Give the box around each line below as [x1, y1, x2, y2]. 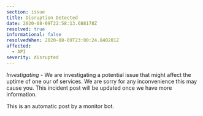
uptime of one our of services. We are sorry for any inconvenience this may [6, 78, 197, 85]
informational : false [6, 32, 62, 38]
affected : [6, 43, 32, 49]
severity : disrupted [6, 54, 59, 60]
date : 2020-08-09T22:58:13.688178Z [6, 20, 98, 26]
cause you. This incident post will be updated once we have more [6, 84, 172, 92]
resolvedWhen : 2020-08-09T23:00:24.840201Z [6, 37, 120, 43]
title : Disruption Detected [6, 15, 79, 21]
